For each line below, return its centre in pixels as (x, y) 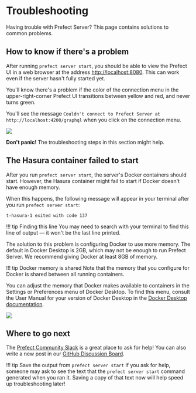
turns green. (21, 102)
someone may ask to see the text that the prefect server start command (96, 371)
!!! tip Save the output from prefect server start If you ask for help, (88, 365)
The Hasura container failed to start (72, 160)
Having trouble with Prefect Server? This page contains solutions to (87, 27)
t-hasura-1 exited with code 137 (47, 215)
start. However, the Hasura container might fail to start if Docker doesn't (93, 181)
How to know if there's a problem (68, 52)
